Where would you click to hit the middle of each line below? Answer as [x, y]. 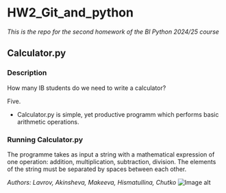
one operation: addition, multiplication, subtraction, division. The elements [112, 161]
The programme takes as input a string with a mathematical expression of [111, 154]
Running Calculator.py [45, 139]
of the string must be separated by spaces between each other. [97, 169]
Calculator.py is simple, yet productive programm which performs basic [118, 114]
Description [27, 73]
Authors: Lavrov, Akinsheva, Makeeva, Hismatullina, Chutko [92, 182]
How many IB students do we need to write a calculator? [87, 88]
